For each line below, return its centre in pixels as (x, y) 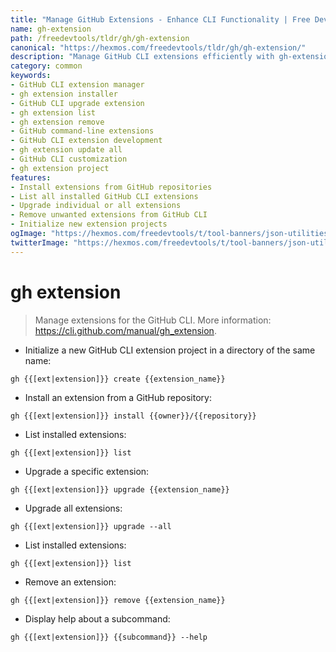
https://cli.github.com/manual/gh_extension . (125, 330)
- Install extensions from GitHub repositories (111, 187)
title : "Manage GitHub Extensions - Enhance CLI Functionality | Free (160, 19)
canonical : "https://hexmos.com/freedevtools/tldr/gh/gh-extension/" (158, 47)
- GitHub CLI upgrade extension (77, 103)
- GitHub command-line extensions (82, 131)
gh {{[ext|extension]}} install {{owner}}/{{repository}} (133, 416)
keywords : (31, 76)
